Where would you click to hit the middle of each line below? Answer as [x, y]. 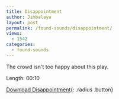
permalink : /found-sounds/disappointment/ [59, 28]
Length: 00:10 [23, 78]
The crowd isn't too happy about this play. [57, 67]
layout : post [22, 22]
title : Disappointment [34, 11]
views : [14, 34]
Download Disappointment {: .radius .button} [60, 90]
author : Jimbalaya [29, 17]
